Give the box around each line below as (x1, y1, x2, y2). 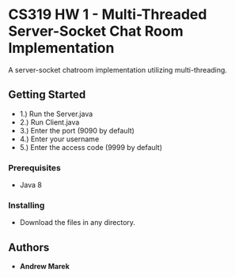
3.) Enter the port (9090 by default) (19, 125, 135, 135)
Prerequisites (8, 162, 61, 173)
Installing (8, 200, 45, 211)
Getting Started (8, 88, 86, 102)
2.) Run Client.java (19, 117, 80, 127)
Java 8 (19, 180, 42, 190)
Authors (8, 241, 50, 254)
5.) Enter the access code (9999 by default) (19, 142, 163, 152)
